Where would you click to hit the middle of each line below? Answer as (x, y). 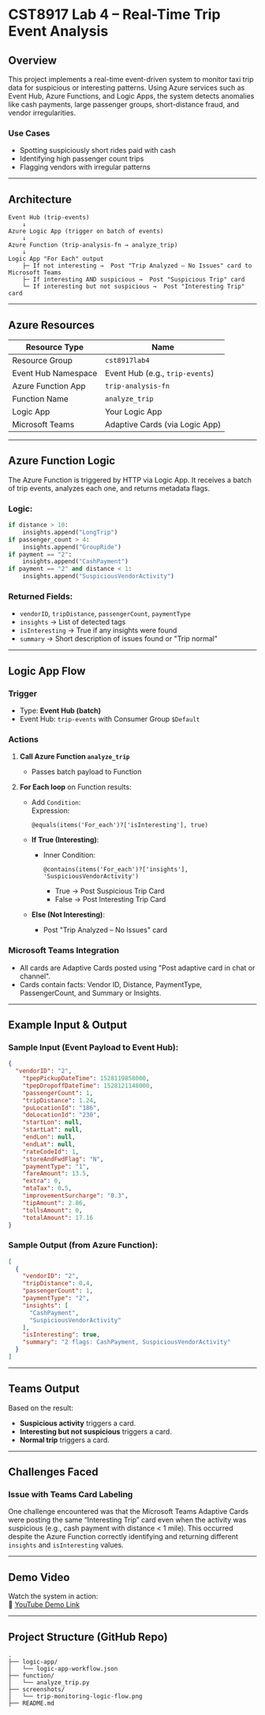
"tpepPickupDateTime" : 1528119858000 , (86, 1079)
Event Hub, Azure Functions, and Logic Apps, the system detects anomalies (131, 96)
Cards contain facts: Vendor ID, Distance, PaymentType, (111, 984)
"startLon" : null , (52, 1122)
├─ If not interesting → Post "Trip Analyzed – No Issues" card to (137, 266)
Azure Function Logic (62, 461)
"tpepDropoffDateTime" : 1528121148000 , (88, 1086)
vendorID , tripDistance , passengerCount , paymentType (105, 613)
